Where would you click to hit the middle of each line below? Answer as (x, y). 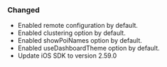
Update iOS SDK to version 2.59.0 (67, 56)
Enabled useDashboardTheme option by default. (88, 48)
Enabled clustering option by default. (71, 33)
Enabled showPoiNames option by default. (80, 41)
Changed (24, 10)
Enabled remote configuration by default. (78, 26)
